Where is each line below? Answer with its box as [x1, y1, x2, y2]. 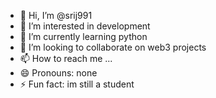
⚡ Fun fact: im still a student [19, 78, 135, 90]
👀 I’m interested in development [19, 20, 151, 32]
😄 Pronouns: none [19, 67, 98, 79]
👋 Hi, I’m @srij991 [19, 10, 93, 21]
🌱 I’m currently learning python [19, 31, 148, 42]
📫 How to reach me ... [19, 53, 113, 64]
